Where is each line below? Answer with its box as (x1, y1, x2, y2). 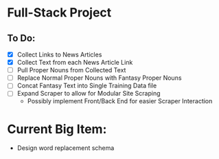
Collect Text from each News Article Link (16, 59, 133, 67)
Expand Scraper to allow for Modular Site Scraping (16, 89, 161, 98)
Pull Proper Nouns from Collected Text (16, 66, 126, 74)
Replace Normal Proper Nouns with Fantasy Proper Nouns (16, 74, 182, 82)
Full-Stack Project (7, 5, 112, 21)
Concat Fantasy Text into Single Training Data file (16, 81, 157, 90)
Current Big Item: (7, 121, 107, 137)
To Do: (7, 32, 36, 44)
